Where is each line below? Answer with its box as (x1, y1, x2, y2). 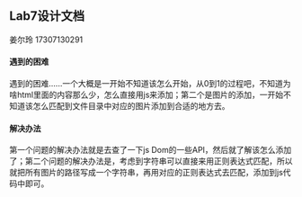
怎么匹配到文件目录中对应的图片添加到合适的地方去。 (32, 101, 230, 112)
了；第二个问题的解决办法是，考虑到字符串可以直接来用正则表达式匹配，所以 (9, 156, 293, 166)
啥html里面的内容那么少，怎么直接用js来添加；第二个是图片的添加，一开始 (9, 89, 284, 101)
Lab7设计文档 (9, 8, 85, 24)
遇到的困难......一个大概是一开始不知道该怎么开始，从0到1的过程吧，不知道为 (9, 78, 291, 89)
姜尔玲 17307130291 (9, 34, 84, 45)
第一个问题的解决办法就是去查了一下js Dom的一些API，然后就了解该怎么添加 (9, 145, 292, 156)
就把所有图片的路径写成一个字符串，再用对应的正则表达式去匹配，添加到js (9, 167, 283, 178)
